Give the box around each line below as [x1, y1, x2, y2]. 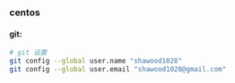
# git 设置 [9, 48, 48, 57]
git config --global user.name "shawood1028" [9, 56, 182, 65]
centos [9, 6, 40, 19]
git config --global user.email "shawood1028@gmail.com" [9, 64, 227, 73]
